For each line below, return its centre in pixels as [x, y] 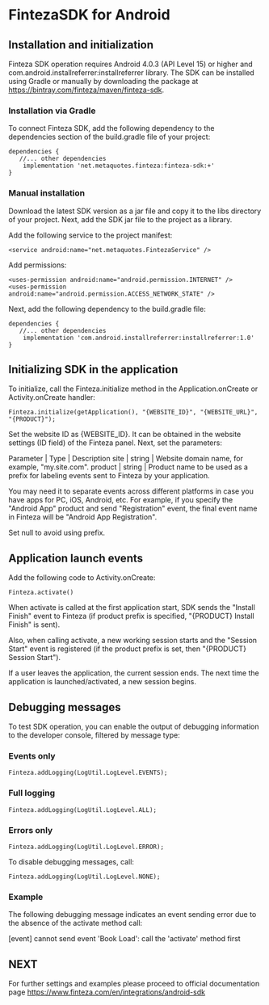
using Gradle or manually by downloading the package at [103, 81]
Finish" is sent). [34, 624]
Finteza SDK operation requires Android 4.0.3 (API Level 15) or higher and [130, 64]
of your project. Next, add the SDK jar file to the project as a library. [120, 219]
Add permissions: [38, 265]
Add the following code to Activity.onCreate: [82, 578]
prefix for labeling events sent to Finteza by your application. [109, 476]
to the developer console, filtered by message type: [94, 735]
